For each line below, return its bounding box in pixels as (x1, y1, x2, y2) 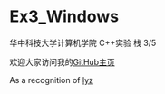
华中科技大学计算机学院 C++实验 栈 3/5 (9, 37, 157, 48)
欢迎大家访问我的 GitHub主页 (9, 56, 115, 67)
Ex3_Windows (9, 6, 120, 27)
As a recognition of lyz (9, 74, 93, 85)
